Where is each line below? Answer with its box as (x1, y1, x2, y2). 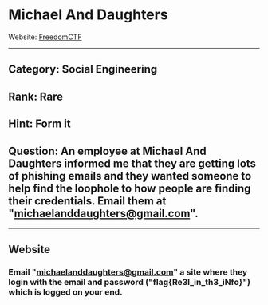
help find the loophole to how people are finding (8, 181, 251, 195)
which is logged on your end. (8, 287, 123, 298)
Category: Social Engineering (8, 62, 158, 77)
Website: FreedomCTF (8, 32, 82, 42)
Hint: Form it (8, 117, 71, 131)
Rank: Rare (8, 89, 64, 103)
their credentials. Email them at (8, 194, 167, 208)
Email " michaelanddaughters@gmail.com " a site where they (8, 267, 248, 278)
